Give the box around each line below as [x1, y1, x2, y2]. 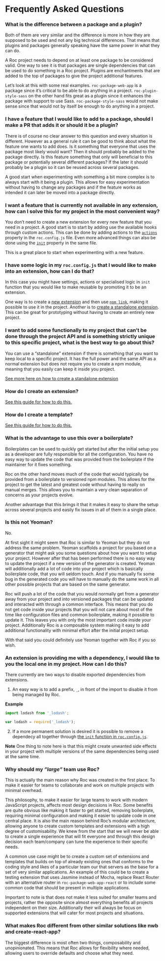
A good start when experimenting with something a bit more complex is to [5, 173, 155, 180]
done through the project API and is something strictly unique [5, 333, 156, 340]
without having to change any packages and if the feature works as [5, 184, 141, 190]
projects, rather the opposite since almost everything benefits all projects [5, 900, 153, 905]
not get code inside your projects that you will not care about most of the [5, 606, 153, 612]
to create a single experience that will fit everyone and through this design [5, 834, 156, 840]
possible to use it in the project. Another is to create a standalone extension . [5, 304, 159, 310]
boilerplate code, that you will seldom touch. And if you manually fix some [5, 571, 155, 577]
